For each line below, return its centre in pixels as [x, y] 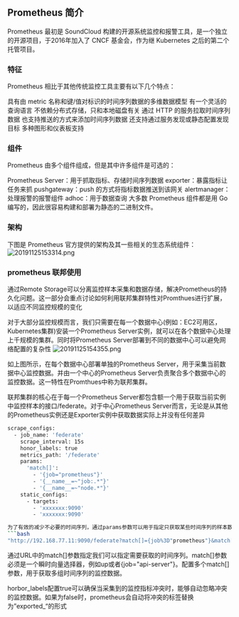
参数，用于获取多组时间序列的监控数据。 [67, 573]
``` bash [19, 534]
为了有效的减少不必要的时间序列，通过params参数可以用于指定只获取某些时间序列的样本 [117, 527]
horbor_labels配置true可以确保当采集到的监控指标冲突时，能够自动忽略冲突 [117, 588]
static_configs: [44, 494]
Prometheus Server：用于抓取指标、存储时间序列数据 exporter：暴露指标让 [117, 180]
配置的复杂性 [32, 349]
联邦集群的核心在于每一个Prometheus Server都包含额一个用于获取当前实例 [117, 397]
